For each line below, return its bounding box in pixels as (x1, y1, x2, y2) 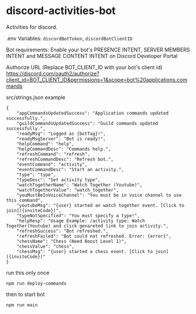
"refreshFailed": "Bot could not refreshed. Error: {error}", (16, 233, 171, 239)
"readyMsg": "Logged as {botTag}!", (16, 131, 106, 136)
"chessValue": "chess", (16, 243, 75, 250)
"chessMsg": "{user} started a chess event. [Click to (16, 248, 153, 254)
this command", (6, 197, 43, 203)
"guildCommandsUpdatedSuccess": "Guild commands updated (16, 120, 159, 127)
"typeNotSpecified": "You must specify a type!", (16, 213, 140, 219)
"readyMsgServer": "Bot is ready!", (16, 136, 106, 142)
